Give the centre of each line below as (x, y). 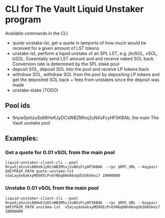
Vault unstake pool (31, 123)
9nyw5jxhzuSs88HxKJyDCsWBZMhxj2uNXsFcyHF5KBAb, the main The (85, 118)
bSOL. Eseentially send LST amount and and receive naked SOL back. (83, 58)
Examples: (22, 139)
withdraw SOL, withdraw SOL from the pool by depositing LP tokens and (86, 74)
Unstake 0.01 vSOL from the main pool (52, 188)
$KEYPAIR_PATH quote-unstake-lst (40, 172)
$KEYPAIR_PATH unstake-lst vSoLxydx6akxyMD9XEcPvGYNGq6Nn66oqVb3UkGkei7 (83, 207)
